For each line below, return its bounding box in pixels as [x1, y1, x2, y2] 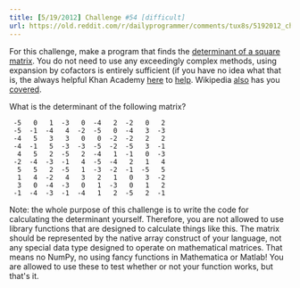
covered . [9, 84, 42, 95]
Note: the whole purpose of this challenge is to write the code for [9, 204, 249, 215]
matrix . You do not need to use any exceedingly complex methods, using [9, 55, 277, 66]
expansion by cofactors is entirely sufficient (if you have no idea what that [9, 64, 281, 76]
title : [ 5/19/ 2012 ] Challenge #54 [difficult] [9, 12, 186, 22]
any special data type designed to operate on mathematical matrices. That [9, 242, 283, 252]
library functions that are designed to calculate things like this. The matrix [9, 223, 279, 234]
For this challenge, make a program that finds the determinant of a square [9, 45, 281, 56]
